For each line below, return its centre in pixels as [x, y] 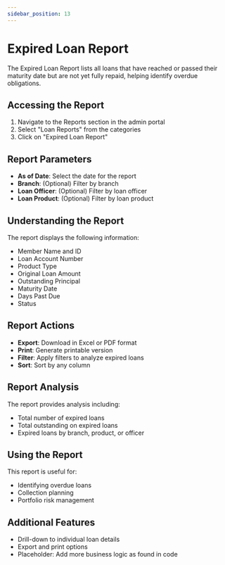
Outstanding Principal [49, 281]
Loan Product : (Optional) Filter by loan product [85, 198]
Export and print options [52, 547]
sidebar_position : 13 [39, 14]
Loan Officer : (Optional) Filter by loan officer [82, 191]
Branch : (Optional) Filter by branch [68, 184]
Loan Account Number [50, 259]
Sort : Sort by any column [54, 365]
